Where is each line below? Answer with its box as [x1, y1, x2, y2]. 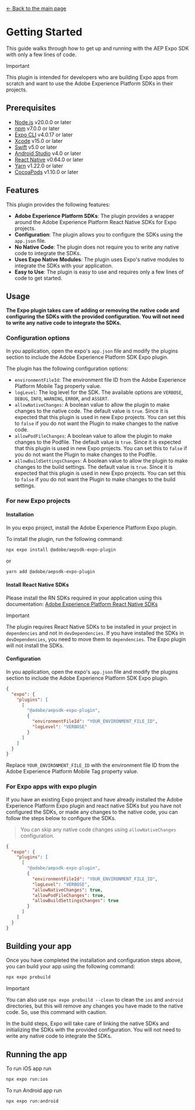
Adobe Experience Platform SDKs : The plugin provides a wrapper [14, 212, 175, 219]
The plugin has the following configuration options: [6, 365, 128, 372]
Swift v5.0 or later [14, 143, 57, 150]
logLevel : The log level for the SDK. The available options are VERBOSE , [14, 389, 183, 396]
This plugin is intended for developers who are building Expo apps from [6, 73, 178, 81]
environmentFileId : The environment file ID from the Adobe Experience [14, 376, 186, 383]
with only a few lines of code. [6, 51, 77, 58]
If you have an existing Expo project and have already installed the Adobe [6, 796, 183, 803]
